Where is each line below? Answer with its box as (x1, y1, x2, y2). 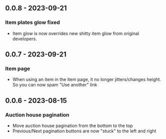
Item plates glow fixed (5, 19, 60, 26)
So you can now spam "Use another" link (12, 82, 97, 88)
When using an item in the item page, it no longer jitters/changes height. (12, 76, 161, 82)
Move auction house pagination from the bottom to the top (12, 122, 133, 129)
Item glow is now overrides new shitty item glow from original (12, 30, 139, 36)
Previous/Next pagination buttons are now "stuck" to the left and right (12, 128, 156, 134)
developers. (12, 35, 37, 41)
